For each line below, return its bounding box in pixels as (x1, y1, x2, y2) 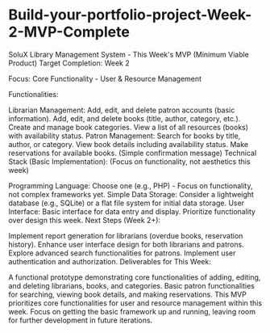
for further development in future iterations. (8, 315, 153, 325)
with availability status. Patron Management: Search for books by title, (8, 131, 241, 141)
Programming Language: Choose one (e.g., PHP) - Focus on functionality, (8, 180, 253, 191)
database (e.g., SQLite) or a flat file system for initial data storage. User (8, 198, 244, 208)
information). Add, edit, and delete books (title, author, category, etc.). (8, 113, 241, 123)
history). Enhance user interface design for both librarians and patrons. (8, 239, 244, 249)
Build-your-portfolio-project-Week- (8, 6, 252, 24)
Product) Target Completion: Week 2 (8, 58, 131, 68)
